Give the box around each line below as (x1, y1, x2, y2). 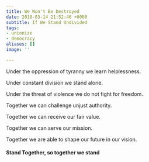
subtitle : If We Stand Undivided (6, 19, 88, 25)
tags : (6, 25, 19, 31)
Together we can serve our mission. (6, 124, 92, 132)
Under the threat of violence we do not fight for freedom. (6, 90, 143, 97)
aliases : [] (6, 42, 35, 47)
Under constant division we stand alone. (6, 79, 103, 86)
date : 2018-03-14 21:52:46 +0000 (6, 14, 88, 20)
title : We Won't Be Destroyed (6, 8, 80, 15)
